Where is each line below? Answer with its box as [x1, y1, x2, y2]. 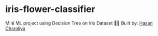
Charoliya [5, 25, 26, 31]
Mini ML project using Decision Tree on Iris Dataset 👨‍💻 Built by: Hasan [5, 20, 153, 26]
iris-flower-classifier [5, 3, 96, 15]
